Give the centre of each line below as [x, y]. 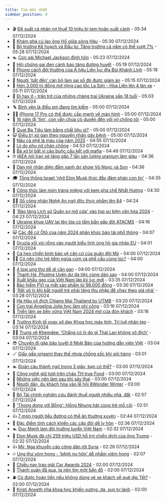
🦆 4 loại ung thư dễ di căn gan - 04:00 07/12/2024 [64, 269]
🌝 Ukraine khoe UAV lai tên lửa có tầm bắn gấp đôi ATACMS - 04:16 [81, 222]
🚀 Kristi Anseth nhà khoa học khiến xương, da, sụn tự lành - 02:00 [80, 489]
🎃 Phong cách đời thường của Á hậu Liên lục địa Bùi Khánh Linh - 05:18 [85, 69]
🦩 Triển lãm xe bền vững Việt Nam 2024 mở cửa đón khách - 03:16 [81, 311]
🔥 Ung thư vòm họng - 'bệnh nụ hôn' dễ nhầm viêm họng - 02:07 [79, 453]
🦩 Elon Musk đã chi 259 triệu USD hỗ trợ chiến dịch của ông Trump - [82, 436]
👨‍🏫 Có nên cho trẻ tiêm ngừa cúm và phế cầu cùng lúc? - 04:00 [78, 259]
